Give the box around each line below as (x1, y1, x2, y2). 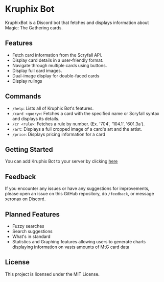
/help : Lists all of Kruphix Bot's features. (12, 105, 94, 111)
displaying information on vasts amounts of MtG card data (12, 244, 130, 250)
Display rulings (12, 78, 43, 84)
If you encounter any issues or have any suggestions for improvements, (5, 186, 150, 191)
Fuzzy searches (12, 223, 45, 229)
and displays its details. (12, 116, 60, 121)
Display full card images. (12, 68, 62, 73)
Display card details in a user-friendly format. (12, 57, 104, 63)
